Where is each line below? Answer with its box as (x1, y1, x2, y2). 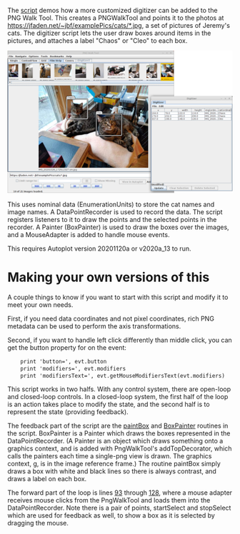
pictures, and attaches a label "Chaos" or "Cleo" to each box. (7, 36, 188, 45)
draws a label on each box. (7, 474, 87, 483)
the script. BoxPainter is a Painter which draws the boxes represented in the (7, 428, 231, 438)
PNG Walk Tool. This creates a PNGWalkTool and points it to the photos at (7, 14, 224, 22)
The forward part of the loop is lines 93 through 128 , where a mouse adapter (7, 488, 233, 497)
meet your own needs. (7, 300, 74, 309)
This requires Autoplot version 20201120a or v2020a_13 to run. (7, 244, 191, 253)
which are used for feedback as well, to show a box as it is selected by (7, 510, 216, 520)
